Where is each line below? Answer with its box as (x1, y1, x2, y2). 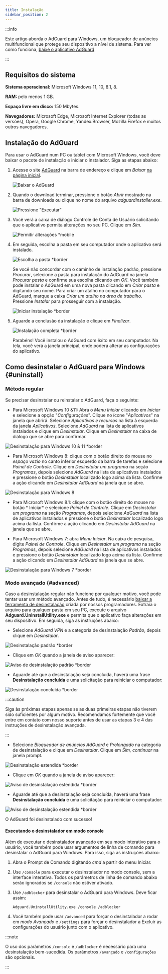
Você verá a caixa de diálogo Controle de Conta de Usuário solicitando (12, 217, 159, 223)
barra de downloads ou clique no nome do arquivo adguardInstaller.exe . (12, 197, 162, 203)
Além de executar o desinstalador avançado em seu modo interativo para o (5, 839, 160, 845)
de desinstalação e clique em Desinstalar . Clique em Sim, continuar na (12, 747, 159, 753)
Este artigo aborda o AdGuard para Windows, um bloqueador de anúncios (5, 36, 158, 42)
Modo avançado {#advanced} (5, 579, 80, 586)
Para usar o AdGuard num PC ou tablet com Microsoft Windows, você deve (5, 152, 161, 158)
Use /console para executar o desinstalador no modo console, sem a (12, 869, 155, 875)
